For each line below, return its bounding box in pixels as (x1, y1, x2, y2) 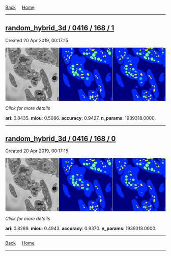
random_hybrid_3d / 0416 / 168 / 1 (5, 24, 115, 33)
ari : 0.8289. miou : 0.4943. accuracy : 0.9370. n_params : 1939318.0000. (5, 225, 157, 232)
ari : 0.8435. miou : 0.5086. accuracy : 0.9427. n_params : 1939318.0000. (5, 115, 156, 121)
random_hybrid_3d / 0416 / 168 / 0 (5, 134, 116, 143)
